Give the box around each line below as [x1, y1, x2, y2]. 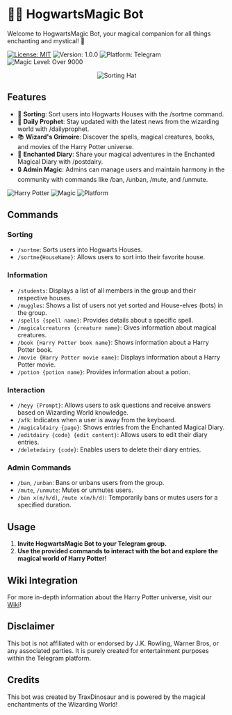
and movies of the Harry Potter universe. [17, 142, 134, 151]
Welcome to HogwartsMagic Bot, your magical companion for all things [7, 29, 211, 38]
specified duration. [17, 501, 72, 509]
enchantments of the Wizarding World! [7, 700, 118, 708]
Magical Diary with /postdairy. [17, 157, 103, 166]
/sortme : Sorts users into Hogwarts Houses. [17, 245, 143, 254]
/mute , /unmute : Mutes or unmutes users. [17, 486, 133, 494]
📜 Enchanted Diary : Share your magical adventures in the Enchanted [17, 150, 215, 158]
